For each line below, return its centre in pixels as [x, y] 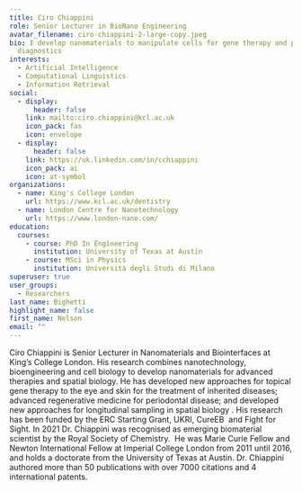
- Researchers [44, 293]
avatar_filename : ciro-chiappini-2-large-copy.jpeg [108, 34]
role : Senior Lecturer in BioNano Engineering [98, 26]
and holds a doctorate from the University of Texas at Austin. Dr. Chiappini [147, 458]
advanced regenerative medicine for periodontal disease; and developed [144, 400]
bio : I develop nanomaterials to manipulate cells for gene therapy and [148, 43]
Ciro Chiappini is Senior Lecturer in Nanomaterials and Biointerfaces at [140, 353]
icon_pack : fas [54, 127]
